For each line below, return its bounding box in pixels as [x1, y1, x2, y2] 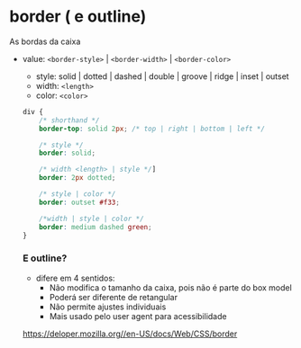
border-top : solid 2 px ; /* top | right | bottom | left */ [39, 124, 266, 133]
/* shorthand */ [39, 115, 100, 125]
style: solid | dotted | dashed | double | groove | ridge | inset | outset [35, 70, 290, 82]
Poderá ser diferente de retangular [49, 291, 178, 302]
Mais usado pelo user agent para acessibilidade [49, 310, 227, 321]
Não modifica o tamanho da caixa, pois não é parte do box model [49, 281, 293, 293]
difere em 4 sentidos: [35, 272, 115, 283]
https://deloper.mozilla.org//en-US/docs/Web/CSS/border [22, 328, 238, 339]
